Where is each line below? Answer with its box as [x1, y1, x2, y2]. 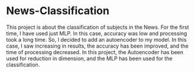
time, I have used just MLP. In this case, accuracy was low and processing [6, 29, 187, 36]
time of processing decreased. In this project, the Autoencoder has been [6, 48, 184, 55]
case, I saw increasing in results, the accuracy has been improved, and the [6, 42, 188, 49]
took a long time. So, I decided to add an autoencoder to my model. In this [6, 36, 187, 43]
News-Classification [6, 4, 110, 18]
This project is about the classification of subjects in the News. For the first [6, 24, 189, 31]
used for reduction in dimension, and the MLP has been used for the [6, 55, 173, 62]
